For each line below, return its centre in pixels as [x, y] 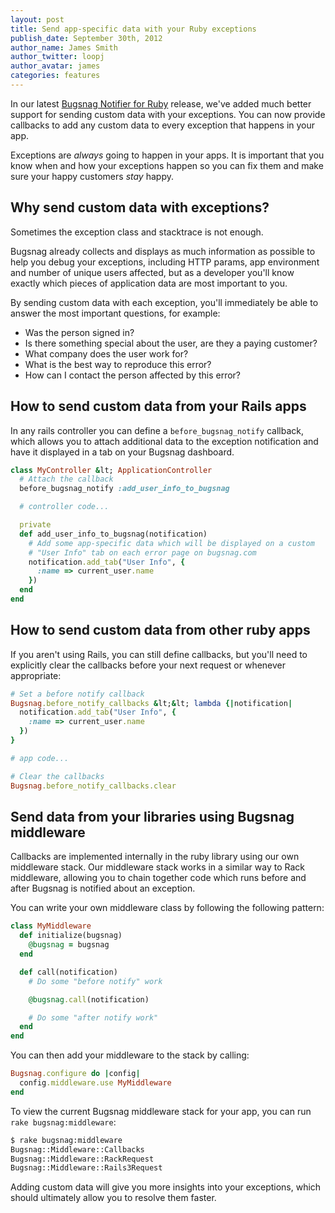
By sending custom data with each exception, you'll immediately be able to [164, 302]
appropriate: [36, 675]
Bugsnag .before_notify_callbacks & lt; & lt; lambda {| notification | [151, 703]
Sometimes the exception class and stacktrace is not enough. [137, 232]
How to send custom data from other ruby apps [160, 630]
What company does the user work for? [106, 353]
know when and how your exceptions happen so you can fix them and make [167, 165]
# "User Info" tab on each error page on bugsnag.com [142, 552]
